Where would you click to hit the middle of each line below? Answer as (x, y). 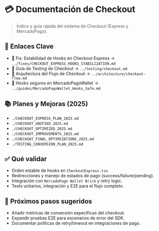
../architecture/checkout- (118, 74)
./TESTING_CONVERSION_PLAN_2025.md (47, 144)
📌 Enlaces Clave (29, 46)
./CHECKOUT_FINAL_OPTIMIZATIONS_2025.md (53, 139)
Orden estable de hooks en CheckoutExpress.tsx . (60, 170)
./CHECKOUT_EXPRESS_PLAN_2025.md (45, 118)
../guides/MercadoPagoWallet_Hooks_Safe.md (56, 88)
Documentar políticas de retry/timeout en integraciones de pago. (76, 223)
